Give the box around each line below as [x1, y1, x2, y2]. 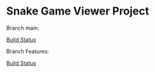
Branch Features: [6, 47, 50, 55]
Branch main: [6, 24, 39, 31]
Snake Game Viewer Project [6, 4, 150, 18]
